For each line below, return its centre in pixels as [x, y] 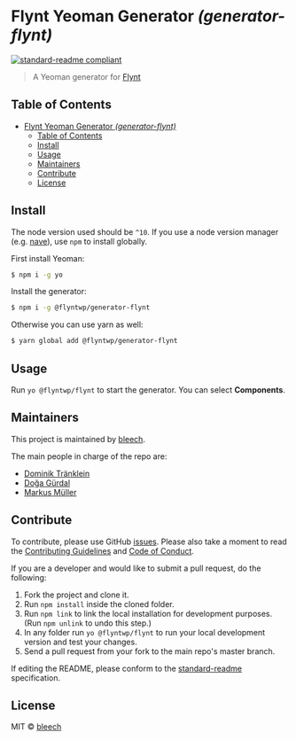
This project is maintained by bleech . [78, 439]
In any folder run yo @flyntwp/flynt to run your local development [144, 632]
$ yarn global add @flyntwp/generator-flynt [94, 341]
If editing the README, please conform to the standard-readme [127, 668]
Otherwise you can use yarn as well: [77, 324]
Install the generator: [49, 292]
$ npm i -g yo [37, 275]
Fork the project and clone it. [76, 595]
